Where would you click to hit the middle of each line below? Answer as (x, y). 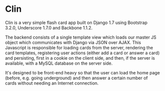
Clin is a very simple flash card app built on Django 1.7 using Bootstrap (76, 23)
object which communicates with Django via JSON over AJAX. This (73, 42)
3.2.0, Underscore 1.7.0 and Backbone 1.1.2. (49, 27)
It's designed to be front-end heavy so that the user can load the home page (82, 72)
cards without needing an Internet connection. (52, 83)
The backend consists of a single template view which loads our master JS (81, 37)
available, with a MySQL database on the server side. (59, 63)
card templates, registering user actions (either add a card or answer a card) (82, 53)
